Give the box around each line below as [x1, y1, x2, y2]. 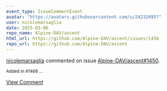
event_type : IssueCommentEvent [6, 8, 83, 15]
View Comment [6, 78, 44, 85]
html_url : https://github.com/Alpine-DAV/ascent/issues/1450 [6, 36, 159, 41]
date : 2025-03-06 [6, 24, 49, 31]
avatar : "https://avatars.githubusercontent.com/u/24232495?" [6, 14, 162, 20]
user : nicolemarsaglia [6, 19, 62, 25]
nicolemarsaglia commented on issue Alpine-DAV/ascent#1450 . [6, 57, 160, 64]
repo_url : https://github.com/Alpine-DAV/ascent [6, 41, 128, 47]
